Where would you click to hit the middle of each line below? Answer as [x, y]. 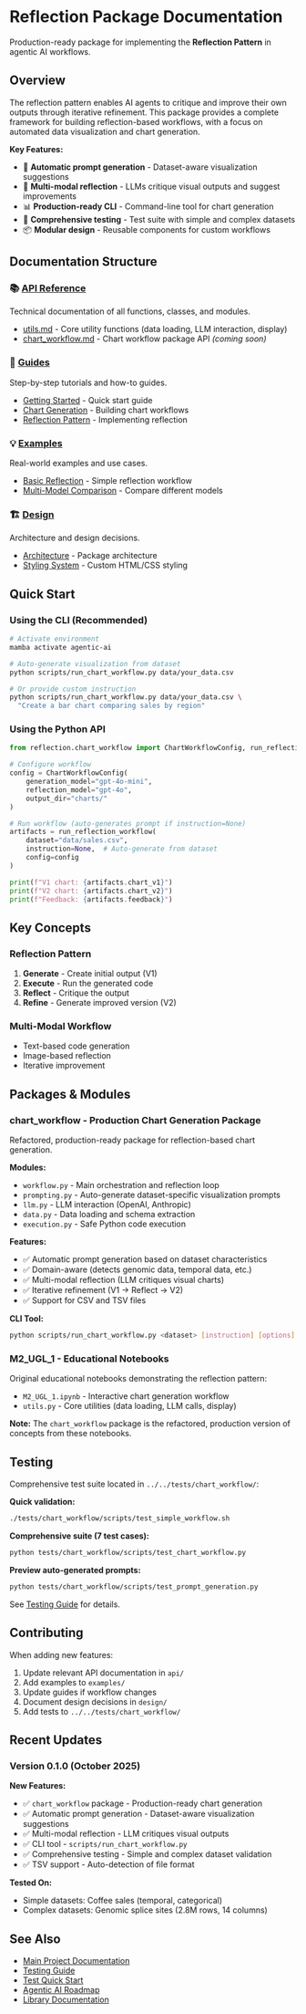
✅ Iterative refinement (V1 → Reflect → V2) [103, 1290]
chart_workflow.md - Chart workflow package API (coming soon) [144, 339]
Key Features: [36, 149]
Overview [38, 81]
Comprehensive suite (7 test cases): [80, 1536]
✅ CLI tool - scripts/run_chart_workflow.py [105, 1844]
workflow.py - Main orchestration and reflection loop [121, 1185]
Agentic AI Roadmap [61, 1990]
